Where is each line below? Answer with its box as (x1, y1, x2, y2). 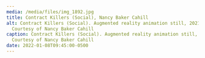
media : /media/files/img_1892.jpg (6, 8, 95, 15)
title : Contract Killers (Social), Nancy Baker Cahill (6, 14, 149, 21)
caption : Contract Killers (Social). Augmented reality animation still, (6, 31, 198, 37)
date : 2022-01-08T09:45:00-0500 (6, 43, 88, 49)
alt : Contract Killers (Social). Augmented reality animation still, (6, 20, 187, 26)
